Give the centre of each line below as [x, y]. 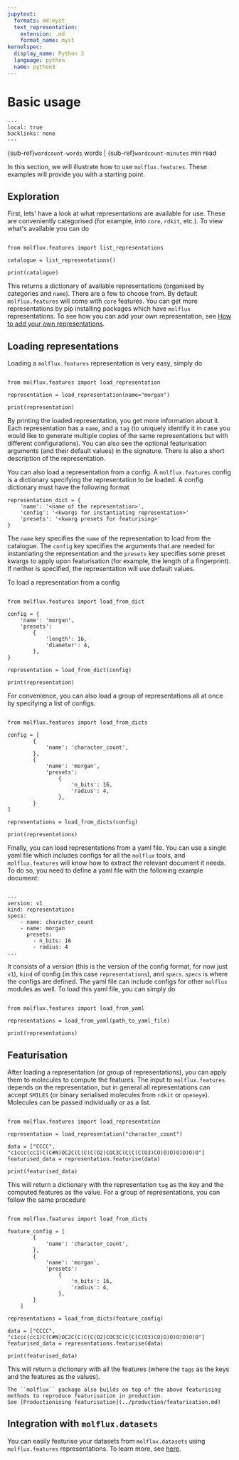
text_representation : [46, 27]
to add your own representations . [56, 324]
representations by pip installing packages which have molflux [99, 309]
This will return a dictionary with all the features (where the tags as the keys [118, 1369]
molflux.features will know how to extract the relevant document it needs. [117, 863]
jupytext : [22, 14]
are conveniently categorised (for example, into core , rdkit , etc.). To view [115, 221]
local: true [25, 127]
